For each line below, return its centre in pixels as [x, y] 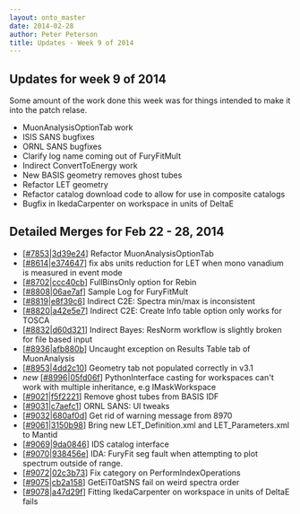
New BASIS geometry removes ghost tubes [102, 175]
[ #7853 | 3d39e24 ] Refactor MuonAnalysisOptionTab [118, 253]
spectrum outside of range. [73, 463]
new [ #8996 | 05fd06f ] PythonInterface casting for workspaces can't [148, 377]
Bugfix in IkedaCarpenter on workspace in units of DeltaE [128, 204]
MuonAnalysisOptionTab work [77, 127]
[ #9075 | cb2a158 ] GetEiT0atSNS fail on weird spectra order [131, 482]
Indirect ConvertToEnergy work [80, 166]
